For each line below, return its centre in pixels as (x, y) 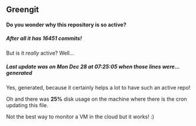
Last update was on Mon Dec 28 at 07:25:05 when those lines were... (93, 67)
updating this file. (27, 105)
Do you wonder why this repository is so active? (66, 24)
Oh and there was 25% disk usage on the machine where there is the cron (97, 99)
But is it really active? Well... (40, 53)
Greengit (23, 10)
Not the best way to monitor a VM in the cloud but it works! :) (80, 117)
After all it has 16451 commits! (44, 38)
